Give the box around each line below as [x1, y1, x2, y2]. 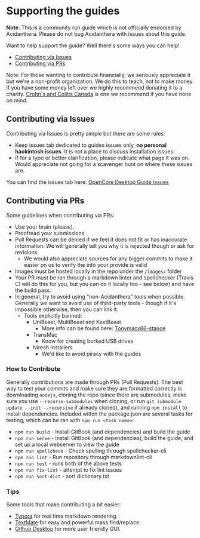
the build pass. [14, 287, 52, 294]
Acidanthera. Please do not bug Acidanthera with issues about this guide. [6, 30, 187, 37]
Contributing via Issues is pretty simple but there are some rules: [6, 130, 165, 137]
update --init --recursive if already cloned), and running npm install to [6, 404, 187, 411]
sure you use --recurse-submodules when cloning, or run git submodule [6, 397, 181, 404]
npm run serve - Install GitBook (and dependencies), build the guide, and [14, 434, 194, 441]
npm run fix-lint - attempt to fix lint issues [14, 466, 122, 473]
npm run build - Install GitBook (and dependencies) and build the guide [14, 428, 191, 435]
